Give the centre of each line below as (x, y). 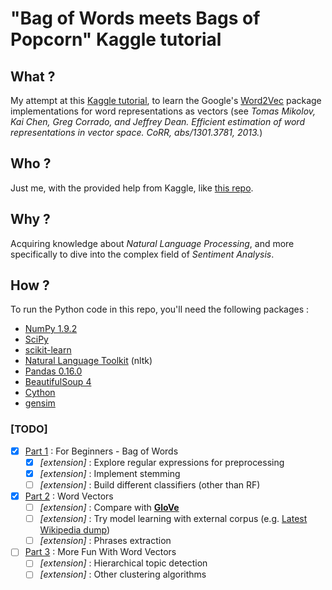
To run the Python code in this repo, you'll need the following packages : (160, 309)
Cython (40, 393)
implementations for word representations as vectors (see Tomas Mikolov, (163, 111)
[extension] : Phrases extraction (105, 541)
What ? (33, 76)
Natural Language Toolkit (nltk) (88, 361)
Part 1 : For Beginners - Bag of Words (101, 451)
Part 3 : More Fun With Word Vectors (100, 552)
